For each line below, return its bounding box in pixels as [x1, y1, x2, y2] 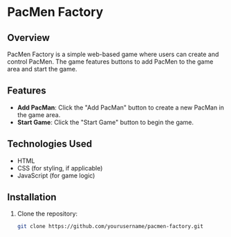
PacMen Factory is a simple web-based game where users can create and [7, 50, 219, 58]
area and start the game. [7, 65, 77, 73]
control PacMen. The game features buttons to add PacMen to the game [7, 58, 214, 66]
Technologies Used [7, 138, 92, 150]
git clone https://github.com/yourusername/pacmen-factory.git [17, 223, 204, 230]
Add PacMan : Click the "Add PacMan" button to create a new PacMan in [17, 103, 225, 112]
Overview [7, 32, 50, 44]
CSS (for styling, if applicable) [17, 164, 103, 172]
